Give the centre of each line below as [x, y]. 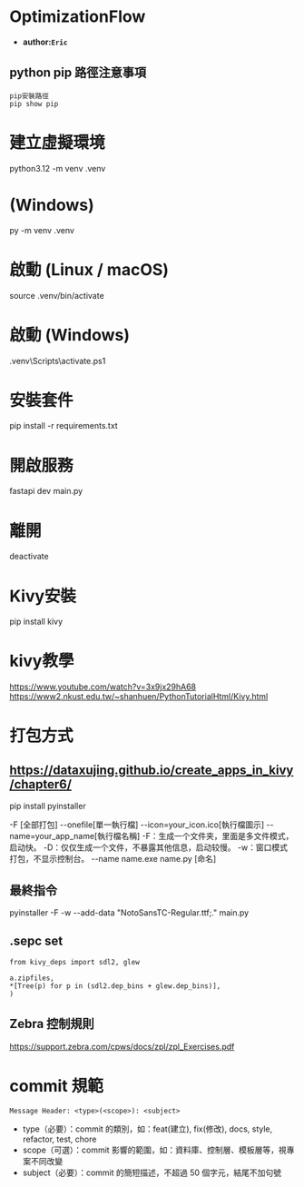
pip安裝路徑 [29, 96]
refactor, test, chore [59, 1139]
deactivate [29, 557]
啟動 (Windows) [69, 335]
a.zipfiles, [32, 978]
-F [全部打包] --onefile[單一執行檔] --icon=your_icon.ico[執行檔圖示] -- [142, 825]
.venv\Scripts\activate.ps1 [58, 361]
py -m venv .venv [42, 230]
